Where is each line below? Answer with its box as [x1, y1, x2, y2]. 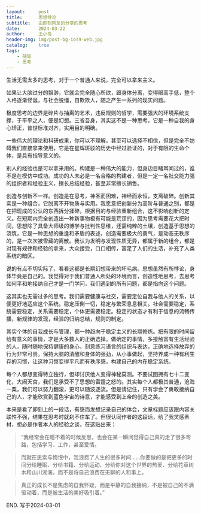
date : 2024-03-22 [6, 25, 66, 32]
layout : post [6, 8, 50, 15]
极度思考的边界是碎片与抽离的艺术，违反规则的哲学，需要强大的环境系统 [6, 109, 184, 116]
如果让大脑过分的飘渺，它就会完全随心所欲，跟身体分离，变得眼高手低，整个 [6, 89, 195, 96]
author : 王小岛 [6, 31, 52, 37]
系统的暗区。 [6, 252, 38, 259]
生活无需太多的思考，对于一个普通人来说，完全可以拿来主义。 [6, 76, 159, 83]
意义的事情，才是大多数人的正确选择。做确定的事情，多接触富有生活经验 [16, 335, 195, 342]
